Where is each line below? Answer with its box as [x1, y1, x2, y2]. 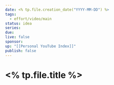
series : [5, 26, 21, 30]
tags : [5, 12, 16, 17]
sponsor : [5, 39, 23, 44]
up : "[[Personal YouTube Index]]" [5, 44, 76, 49]
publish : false [5, 48, 37, 53]
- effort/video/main [9, 16, 52, 21]
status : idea [5, 21, 32, 26]
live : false [5, 35, 30, 40]
